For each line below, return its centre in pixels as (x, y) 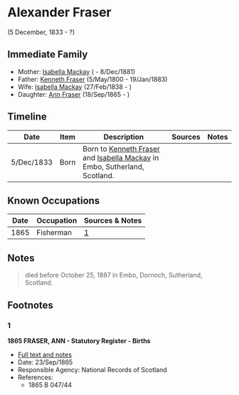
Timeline (27, 117)
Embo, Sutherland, (113, 167)
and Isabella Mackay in (121, 157)
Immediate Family (48, 54)
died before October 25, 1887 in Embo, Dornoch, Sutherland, (113, 275)
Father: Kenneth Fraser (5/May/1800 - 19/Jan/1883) (92, 79)
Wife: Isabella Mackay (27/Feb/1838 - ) (75, 87)
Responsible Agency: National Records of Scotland (92, 369)
